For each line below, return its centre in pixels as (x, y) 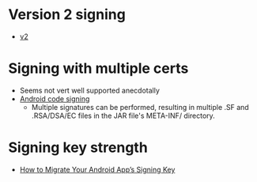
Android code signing (55, 99)
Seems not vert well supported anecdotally (90, 90)
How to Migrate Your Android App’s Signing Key (97, 169)
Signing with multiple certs (98, 68)
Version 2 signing (67, 15)
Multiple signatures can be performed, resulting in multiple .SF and (140, 107)
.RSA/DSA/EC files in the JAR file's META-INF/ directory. (123, 116)
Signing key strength (78, 148)
